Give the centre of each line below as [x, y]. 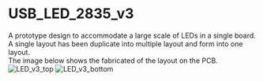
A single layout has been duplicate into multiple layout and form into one [126, 43]
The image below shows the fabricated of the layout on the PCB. [113, 61]
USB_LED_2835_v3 [71, 14]
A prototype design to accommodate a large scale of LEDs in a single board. [132, 35]
